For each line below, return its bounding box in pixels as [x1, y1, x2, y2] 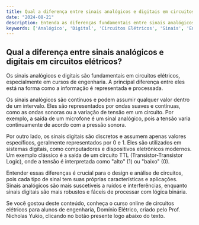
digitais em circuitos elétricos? [6, 56, 123, 66]
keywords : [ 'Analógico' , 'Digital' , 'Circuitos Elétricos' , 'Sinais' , [6, 25, 184, 31]
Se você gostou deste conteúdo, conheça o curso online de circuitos [6, 200, 175, 207]
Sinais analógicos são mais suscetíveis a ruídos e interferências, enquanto [6, 182, 188, 189]
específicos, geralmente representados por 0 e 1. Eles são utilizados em [6, 139, 182, 146]
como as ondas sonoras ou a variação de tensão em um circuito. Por [6, 109, 174, 116]
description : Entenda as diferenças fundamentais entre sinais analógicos [6, 20, 195, 25]
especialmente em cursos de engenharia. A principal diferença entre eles [6, 78, 185, 86]
